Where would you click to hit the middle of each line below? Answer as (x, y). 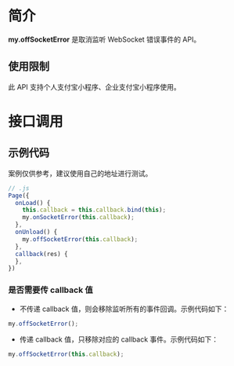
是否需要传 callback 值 (51, 290)
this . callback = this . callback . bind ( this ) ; (94, 210)
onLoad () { (33, 203)
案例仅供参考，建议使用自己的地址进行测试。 (80, 173)
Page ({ (19, 196)
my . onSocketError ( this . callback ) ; (78, 218)
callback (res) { (41, 254)
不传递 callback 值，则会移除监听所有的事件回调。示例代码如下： (124, 309)
